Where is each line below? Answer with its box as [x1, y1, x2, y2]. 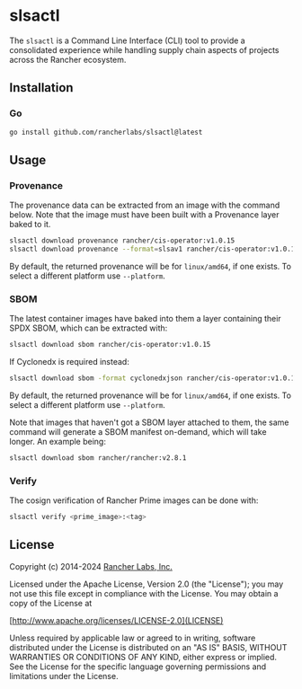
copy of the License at [9, 597, 93, 608]
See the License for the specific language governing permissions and [9, 661, 267, 672]
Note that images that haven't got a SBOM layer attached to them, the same [9, 417, 289, 428]
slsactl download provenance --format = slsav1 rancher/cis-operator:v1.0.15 [9, 244, 299, 254]
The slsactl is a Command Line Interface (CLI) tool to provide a [9, 35, 245, 46]
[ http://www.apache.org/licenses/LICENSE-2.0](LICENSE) [9, 614, 224, 625]
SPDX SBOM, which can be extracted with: [9, 322, 168, 333]
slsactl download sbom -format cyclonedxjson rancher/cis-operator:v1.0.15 [9, 374, 299, 383]
